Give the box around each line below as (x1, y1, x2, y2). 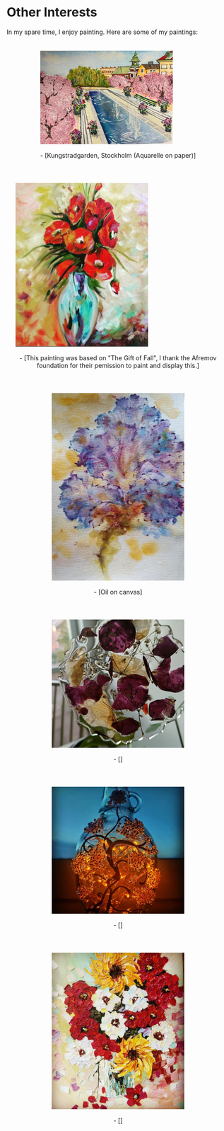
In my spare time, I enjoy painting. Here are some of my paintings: (6, 28, 199, 36)
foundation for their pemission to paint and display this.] (37, 362, 199, 370)
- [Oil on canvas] (93, 588, 143, 597)
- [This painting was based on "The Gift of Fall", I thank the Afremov (19, 354, 217, 362)
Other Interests (6, 4, 98, 21)
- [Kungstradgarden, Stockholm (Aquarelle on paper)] (40, 151, 196, 159)
